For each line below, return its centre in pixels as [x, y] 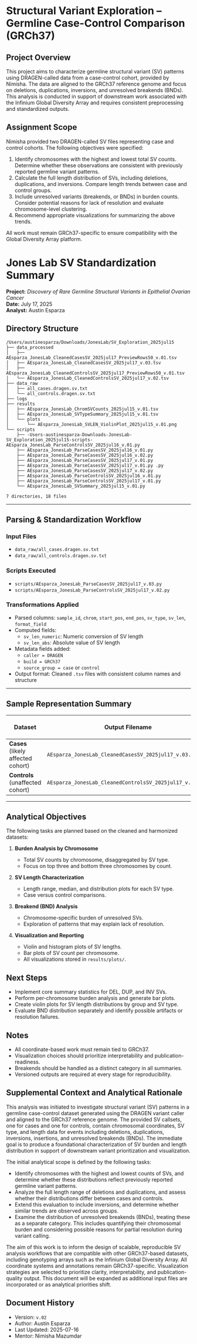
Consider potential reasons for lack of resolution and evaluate [89, 202]
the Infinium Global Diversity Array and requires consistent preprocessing [95, 103]
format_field [30, 624]
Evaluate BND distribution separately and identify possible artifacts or [98, 1011]
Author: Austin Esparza [42, 1323]
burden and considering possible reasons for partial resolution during [98, 1229]
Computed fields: [35, 630]
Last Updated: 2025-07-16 [47, 1329]
